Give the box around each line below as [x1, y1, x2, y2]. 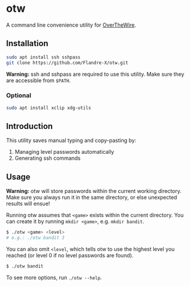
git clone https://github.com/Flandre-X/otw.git [6, 60, 128, 66]
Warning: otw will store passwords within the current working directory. [6, 188, 182, 195]
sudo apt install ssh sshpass [6, 54, 81, 60]
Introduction [6, 121, 53, 131]
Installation [6, 38, 49, 49]
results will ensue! [6, 200, 50, 207]
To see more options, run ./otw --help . [6, 274, 102, 281]
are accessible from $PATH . [6, 76, 71, 84]
